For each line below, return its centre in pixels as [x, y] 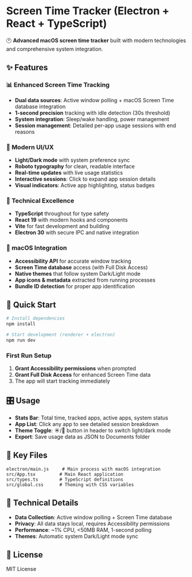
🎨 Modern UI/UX [30, 147]
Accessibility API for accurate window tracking [73, 261]
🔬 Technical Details [43, 503]
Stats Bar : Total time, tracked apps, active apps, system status [91, 418]
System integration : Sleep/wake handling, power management [92, 119]
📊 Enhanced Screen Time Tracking [58, 85]
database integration [40, 106]
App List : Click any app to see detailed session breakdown [87, 424]
